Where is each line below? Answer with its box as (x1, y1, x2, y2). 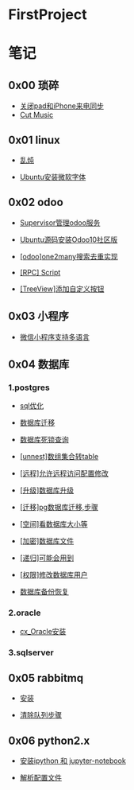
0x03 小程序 (8, 309, 70, 323)
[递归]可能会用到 (19, 553, 75, 562)
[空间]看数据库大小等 (19, 520, 89, 529)
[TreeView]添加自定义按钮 (19, 284, 105, 294)
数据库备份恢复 (19, 587, 69, 597)
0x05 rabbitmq (8, 671, 84, 685)
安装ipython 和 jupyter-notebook (19, 756, 127, 765)
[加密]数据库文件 (19, 536, 75, 546)
